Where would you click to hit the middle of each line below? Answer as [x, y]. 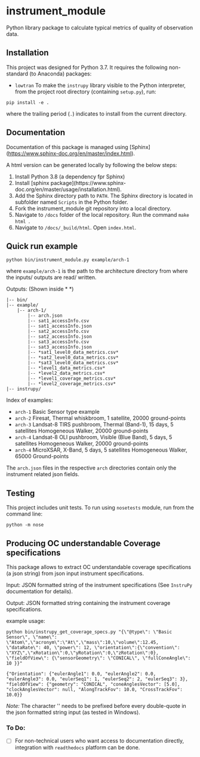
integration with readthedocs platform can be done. [77, 747]
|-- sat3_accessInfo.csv [59, 342]
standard [17, 74]
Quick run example [42, 246]
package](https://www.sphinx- [88, 183]
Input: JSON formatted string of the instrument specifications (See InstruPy [99, 585]
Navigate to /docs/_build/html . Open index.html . [75, 227]
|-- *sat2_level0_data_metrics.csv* [73, 358]
